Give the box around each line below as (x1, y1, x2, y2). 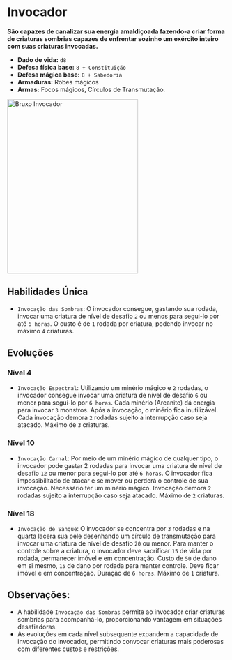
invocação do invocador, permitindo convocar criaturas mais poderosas (17, 637, 224, 645)
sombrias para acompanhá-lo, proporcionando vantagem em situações (17, 615, 222, 623)
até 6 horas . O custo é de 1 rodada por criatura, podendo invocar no (17, 319, 214, 328)
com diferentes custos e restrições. (17, 645, 120, 653)
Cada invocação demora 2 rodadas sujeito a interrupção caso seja (17, 413, 208, 422)
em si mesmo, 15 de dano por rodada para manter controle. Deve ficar (17, 562, 219, 570)
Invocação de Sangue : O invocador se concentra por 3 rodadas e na (17, 525, 210, 533)
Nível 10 (7, 438, 35, 448)
